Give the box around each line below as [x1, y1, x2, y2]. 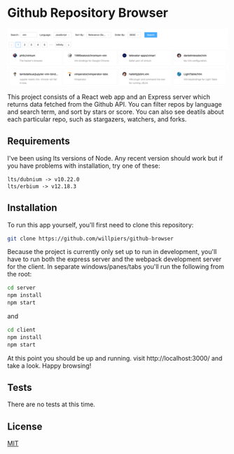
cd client [7, 326, 36, 333]
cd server [7, 284, 36, 292]
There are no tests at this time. [7, 400, 96, 408]
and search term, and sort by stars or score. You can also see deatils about [7, 107, 224, 116]
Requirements [7, 135, 70, 147]
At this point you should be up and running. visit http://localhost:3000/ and [7, 354, 223, 362]
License [7, 420, 43, 432]
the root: [7, 270, 32, 279]
